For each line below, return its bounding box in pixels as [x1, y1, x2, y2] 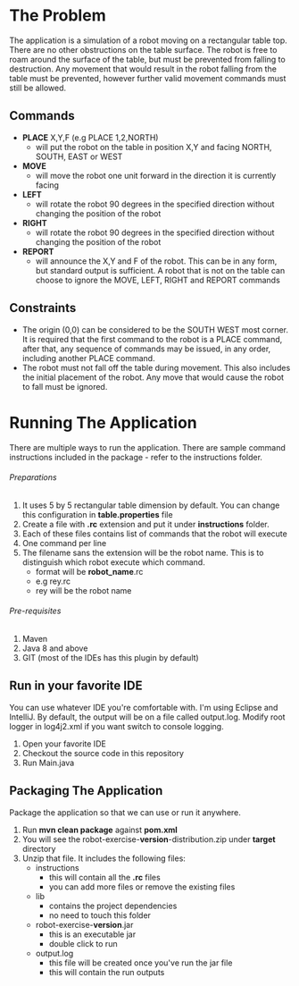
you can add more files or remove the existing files [48, 881, 236, 892]
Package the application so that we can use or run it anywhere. [9, 806, 241, 818]
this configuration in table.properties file [21, 509, 173, 519]
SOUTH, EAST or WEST [35, 151, 123, 162]
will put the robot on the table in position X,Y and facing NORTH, [35, 141, 272, 152]
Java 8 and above [21, 643, 88, 653]
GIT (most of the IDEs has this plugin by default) [21, 652, 199, 662]
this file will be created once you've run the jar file [48, 957, 233, 968]
